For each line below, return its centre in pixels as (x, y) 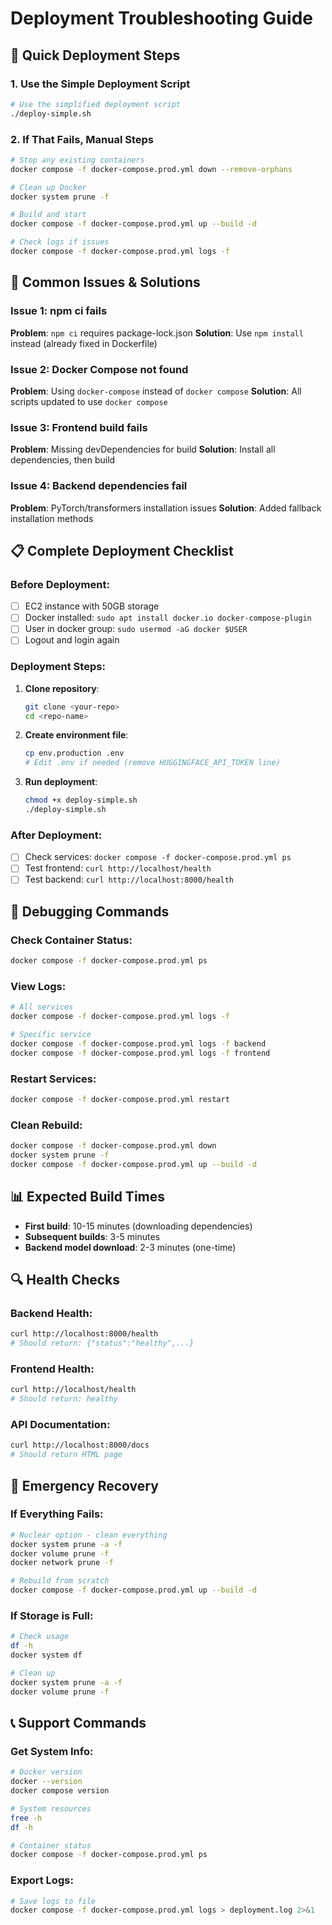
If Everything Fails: (57, 1514)
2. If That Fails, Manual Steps (82, 139)
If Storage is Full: (52, 1615)
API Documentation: (60, 1425)
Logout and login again (72, 640)
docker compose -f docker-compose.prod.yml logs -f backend (138, 1043)
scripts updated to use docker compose (89, 401)
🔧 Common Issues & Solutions (105, 282)
